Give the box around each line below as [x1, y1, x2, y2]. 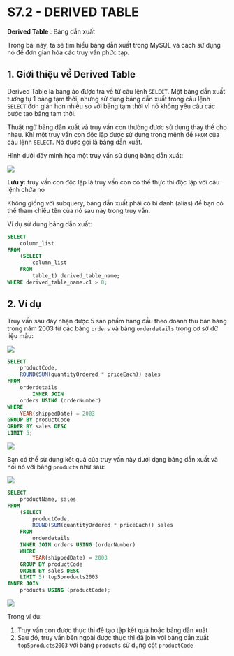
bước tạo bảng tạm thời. [7, 109, 76, 117]
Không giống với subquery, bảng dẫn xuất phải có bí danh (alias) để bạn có [7, 198, 224, 207]
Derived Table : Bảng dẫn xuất [7, 27, 96, 36]
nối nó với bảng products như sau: [7, 462, 105, 472]
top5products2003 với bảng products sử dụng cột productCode [17, 641, 193, 650]
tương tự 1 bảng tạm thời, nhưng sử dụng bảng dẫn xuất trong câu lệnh [7, 94, 211, 103]
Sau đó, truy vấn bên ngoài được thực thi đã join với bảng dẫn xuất [17, 634, 210, 642]
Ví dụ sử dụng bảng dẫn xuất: [7, 219, 92, 228]
